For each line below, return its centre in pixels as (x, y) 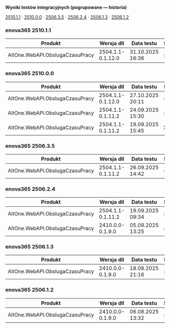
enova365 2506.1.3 (30, 247)
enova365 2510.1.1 (28, 30)
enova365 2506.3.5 (30, 145)
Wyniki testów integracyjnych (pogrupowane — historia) (66, 7)
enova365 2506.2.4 (30, 189)
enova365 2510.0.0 (30, 74)
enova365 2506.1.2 (30, 290)
